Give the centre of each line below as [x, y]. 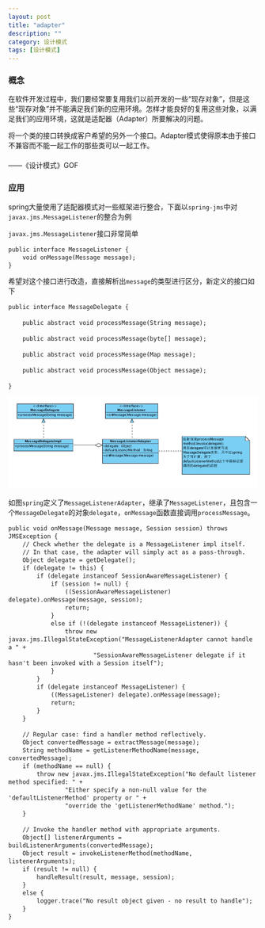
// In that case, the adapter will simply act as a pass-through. [134, 552]
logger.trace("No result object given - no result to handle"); [145, 901]
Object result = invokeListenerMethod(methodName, [108, 854]
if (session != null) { [89, 584]
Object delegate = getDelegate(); [79, 560]
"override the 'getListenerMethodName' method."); [150, 806]
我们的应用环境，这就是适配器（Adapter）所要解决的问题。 [111, 119]
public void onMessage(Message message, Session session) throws [118, 529]
